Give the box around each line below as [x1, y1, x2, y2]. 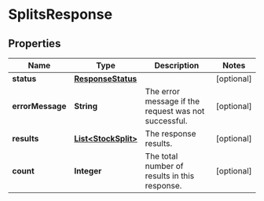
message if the [145, 96, 200, 107]
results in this [145, 170, 195, 181]
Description [154, 60, 200, 71]
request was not [145, 106, 205, 116]
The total [145, 151, 178, 162]
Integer [74, 166, 102, 176]
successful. [145, 115, 188, 126]
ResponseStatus [74, 73, 137, 84]
